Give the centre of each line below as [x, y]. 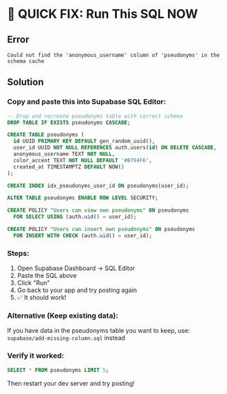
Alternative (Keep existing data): [63, 316]
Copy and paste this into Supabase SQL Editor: [87, 102]
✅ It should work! [42, 298]
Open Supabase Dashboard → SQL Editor [76, 268]
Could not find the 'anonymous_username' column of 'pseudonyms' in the [113, 55]
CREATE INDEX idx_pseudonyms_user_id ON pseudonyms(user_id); [98, 186]
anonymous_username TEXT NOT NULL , [64, 154]
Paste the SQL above [47, 276]
